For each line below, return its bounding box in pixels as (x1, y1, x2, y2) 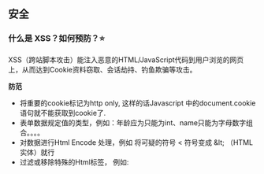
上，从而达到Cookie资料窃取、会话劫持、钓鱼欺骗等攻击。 (8, 65, 197, 74)
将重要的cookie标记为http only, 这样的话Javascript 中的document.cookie (19, 98, 256, 108)
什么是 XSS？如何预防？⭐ (8, 33, 105, 44)
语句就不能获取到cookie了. (19, 108, 106, 117)
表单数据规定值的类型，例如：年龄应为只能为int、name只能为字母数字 (19, 117, 247, 128)
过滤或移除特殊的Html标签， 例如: (19, 157, 129, 167)
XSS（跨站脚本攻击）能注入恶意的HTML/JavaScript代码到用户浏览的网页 (8, 54, 244, 65)
